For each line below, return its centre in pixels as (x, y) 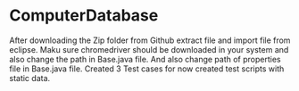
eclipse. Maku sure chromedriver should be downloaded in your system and (149, 49)
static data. (30, 78)
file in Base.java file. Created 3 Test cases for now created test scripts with (147, 69)
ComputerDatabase (84, 16)
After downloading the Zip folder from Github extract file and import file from (150, 40)
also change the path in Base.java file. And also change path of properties (145, 59)
